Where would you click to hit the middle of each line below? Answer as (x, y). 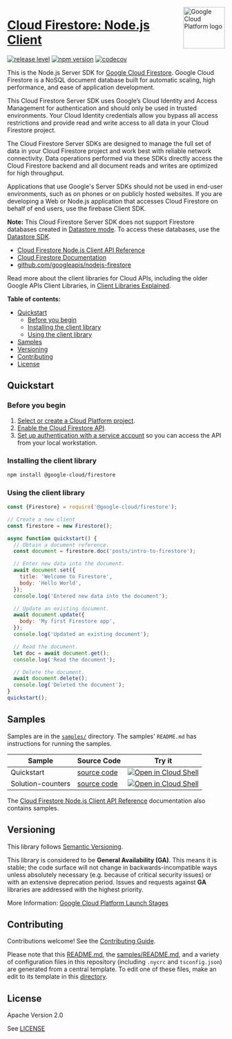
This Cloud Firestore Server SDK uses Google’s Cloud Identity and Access (112, 100)
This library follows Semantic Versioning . (65, 846)
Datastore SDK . (29, 236)
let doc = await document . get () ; (61, 653)
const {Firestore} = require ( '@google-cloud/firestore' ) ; (92, 507)
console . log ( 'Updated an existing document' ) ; (81, 634)
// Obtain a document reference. (61, 545)
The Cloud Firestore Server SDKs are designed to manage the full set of (109, 143)
